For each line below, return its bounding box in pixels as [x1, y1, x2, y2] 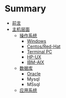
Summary [4, 3, 46, 14]
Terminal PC [26, 48, 52, 55]
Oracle [26, 71, 41, 77]
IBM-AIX [26, 59, 44, 65]
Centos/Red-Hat [26, 43, 61, 49]
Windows [26, 38, 46, 44]
